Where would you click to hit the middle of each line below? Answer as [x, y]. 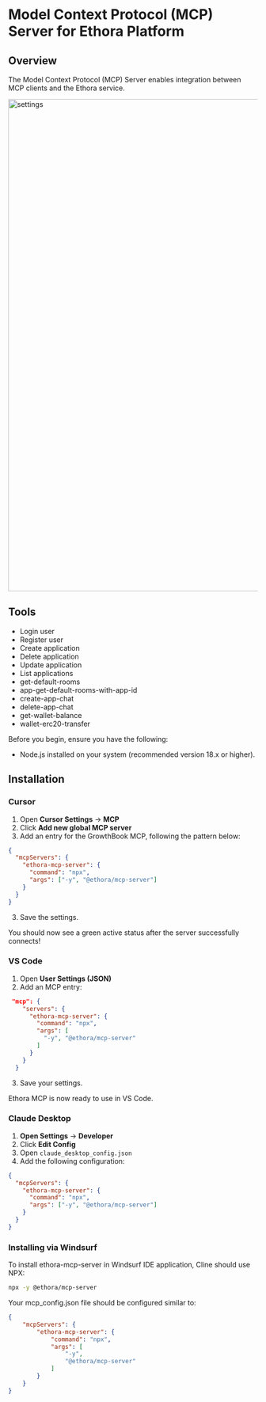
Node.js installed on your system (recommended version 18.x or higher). [137, 754]
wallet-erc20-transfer [55, 724]
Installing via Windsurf [53, 1247]
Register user [42, 640]
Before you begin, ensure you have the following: [88, 739]
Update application [51, 665]
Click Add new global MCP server [76, 827]
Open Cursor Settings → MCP [70, 819]
